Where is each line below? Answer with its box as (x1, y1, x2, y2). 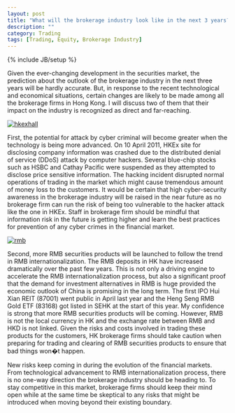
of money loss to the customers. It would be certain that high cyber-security (7, 185, 227, 194)
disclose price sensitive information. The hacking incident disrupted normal (7, 171, 225, 179)
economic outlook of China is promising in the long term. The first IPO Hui (7, 287, 220, 295)
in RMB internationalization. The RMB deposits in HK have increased (7, 257, 204, 266)
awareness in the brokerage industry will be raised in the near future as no (7, 193, 222, 202)
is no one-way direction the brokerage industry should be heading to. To (7, 376, 216, 384)
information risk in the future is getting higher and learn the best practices (7, 215, 220, 224)
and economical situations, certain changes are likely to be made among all (7, 92, 225, 100)
